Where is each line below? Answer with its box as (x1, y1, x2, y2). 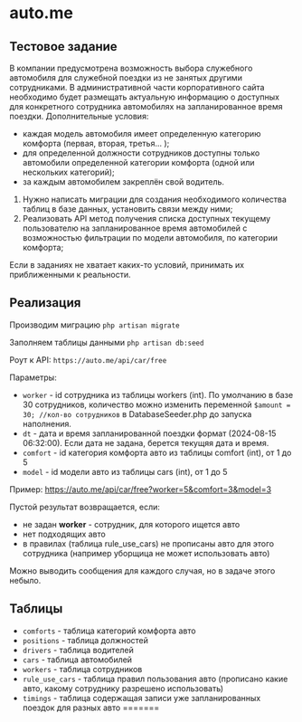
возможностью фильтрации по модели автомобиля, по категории (22, 233, 278, 242)
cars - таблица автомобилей (22, 654, 133, 665)
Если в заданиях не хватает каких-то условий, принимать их (9, 260, 245, 270)
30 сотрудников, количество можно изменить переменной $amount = (22, 399, 291, 410)
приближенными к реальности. (9, 270, 131, 280)
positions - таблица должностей (22, 634, 149, 645)
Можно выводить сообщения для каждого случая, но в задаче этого (9, 565, 276, 576)
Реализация (9, 295, 81, 310)
